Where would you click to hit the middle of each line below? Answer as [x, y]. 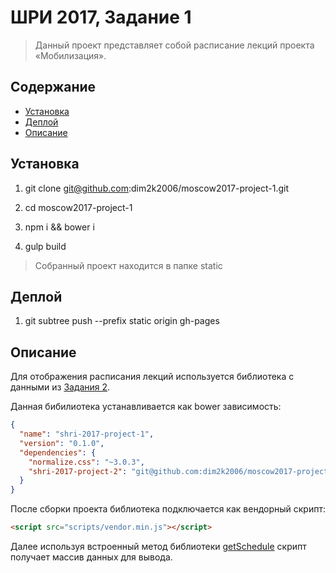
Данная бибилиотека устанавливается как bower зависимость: [146, 407]
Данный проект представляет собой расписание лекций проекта [174, 45]
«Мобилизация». [70, 55]
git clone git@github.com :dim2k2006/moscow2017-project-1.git [156, 188]
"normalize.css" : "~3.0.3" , [86, 462]
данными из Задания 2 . [60, 387]
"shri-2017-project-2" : [78, 471]
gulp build [45, 246]
